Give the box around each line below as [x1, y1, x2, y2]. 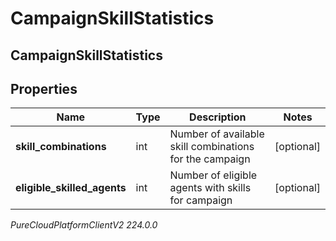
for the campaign [169, 152, 251, 166]
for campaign [169, 193, 233, 207]
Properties [10, 80, 78, 97]
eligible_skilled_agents [15, 181, 127, 195]
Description [189, 110, 247, 124]
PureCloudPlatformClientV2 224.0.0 [10, 219, 158, 231]
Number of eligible [169, 168, 258, 182]
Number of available [169, 127, 265, 141]
